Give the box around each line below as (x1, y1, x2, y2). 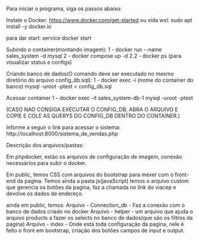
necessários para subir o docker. (6, 160, 87, 166)
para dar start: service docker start (6, 35, 92, 41)
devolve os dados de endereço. (6, 190, 84, 197)
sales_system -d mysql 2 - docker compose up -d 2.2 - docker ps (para (6, 52, 182, 59)
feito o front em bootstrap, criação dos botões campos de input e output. (6, 227, 185, 234)
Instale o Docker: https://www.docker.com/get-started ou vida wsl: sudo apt (6, 17, 192, 23)
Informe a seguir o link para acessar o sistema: (6, 124, 121, 130)
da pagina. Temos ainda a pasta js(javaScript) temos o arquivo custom (17, 177, 189, 184)
